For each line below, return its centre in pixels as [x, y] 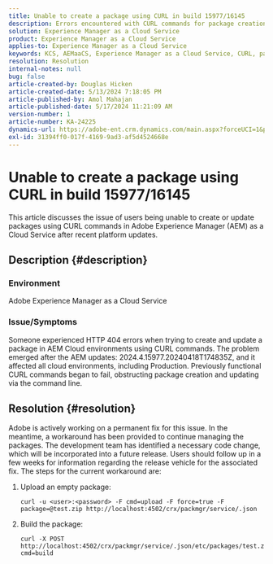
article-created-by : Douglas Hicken [70, 84]
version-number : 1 [39, 115]
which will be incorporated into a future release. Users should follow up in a [135, 454]
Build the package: [52, 524]
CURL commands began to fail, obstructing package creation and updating [134, 374]
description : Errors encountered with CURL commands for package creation [138, 24]
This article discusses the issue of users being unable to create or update [131, 217]
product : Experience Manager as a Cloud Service [92, 39]
